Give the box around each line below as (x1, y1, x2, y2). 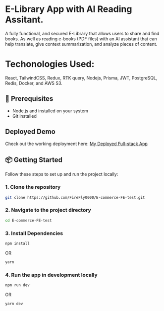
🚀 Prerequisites (5, 94, 54, 103)
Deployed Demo (5, 128, 55, 136)
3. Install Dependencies (5, 230, 63, 236)
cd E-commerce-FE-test (5, 218, 52, 223)
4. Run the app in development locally (5, 271, 98, 278)
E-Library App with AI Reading (5, 3, 132, 15)
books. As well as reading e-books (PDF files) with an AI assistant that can (5, 36, 157, 42)
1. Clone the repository (5, 184, 61, 191)
